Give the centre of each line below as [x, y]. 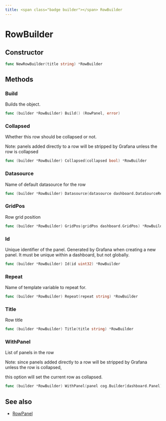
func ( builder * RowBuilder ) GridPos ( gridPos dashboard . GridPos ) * [75, 226]
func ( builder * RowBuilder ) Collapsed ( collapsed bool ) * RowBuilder [76, 161]
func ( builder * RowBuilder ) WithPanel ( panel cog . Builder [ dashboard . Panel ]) [85, 386]
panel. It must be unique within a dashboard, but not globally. [67, 255]
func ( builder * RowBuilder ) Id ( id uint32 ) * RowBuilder [63, 264]
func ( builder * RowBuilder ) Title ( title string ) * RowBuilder [69, 329]
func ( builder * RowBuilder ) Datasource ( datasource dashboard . [70, 193]
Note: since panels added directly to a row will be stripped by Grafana [76, 362]
